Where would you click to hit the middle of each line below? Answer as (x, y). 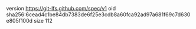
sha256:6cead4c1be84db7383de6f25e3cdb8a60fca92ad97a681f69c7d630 (98, 14)
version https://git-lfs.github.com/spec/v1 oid (61, 8)
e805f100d (19, 21)
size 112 (43, 21)
